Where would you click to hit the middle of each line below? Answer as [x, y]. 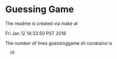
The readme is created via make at [41, 23]
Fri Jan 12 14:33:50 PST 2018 [36, 33]
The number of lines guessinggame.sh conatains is [59, 43]
